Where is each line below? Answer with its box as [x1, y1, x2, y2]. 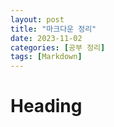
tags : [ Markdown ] [10, 52, 83, 62]
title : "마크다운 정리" [10, 24, 97, 34]
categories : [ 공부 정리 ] [10, 42, 106, 53]
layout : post [10, 14, 65, 25]
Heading [10, 95, 83, 118]
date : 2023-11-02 [10, 33, 83, 43]
